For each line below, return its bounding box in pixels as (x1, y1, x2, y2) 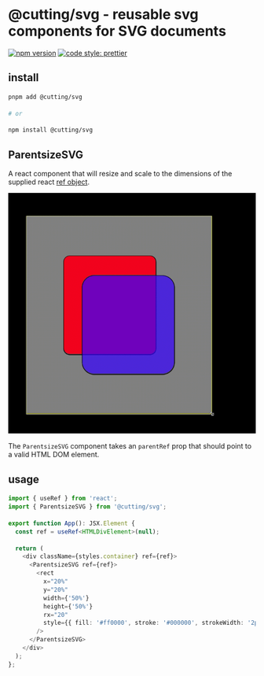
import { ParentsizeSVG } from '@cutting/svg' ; (8, 503, 167, 511)
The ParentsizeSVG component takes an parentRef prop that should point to (8, 441, 252, 451)
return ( (15, 545, 44, 552)
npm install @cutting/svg (8, 126, 93, 135)
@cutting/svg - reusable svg (8, 6, 199, 24)
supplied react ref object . (8, 177, 90, 187)
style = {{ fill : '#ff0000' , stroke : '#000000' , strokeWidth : (42, 619, 244, 627)
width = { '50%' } (42, 594, 90, 602)
